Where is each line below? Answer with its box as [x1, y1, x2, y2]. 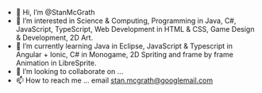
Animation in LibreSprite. [15, 58, 97, 68]
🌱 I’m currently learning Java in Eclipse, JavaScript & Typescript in [15, 41, 233, 51]
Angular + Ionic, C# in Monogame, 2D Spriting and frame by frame [15, 50, 234, 59]
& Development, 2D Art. [15, 33, 94, 42]
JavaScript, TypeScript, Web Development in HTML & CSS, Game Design [15, 25, 255, 33]
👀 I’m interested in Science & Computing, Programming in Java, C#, [15, 16, 237, 25]
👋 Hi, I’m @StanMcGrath [15, 8, 95, 17]
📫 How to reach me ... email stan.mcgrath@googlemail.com [15, 76, 214, 85]
